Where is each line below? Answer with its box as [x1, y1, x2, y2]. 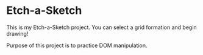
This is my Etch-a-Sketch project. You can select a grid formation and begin [6, 24, 197, 31]
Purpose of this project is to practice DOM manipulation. [6, 42, 148, 49]
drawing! [6, 30, 29, 37]
